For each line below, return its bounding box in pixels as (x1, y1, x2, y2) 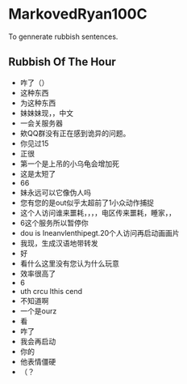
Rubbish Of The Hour (8, 55, 117, 69)
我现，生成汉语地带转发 (19, 238, 98, 248)
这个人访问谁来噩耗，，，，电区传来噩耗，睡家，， (19, 207, 176, 217)
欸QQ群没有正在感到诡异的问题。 (19, 128, 131, 138)
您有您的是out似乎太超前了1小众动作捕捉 (19, 198, 155, 207)
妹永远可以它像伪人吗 (19, 187, 91, 197)
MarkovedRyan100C (8, 5, 148, 23)
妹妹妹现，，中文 (19, 108, 74, 117)
